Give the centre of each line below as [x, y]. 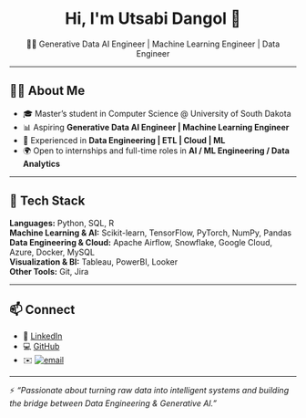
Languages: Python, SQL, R [62, 223]
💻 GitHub [41, 347]
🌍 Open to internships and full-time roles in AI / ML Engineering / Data [156, 151]
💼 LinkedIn [42, 336]
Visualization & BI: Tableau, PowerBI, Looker [94, 261]
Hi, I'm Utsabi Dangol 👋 [153, 19]
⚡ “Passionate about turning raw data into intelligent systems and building [149, 391]
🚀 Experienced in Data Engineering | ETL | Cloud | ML [124, 140]
